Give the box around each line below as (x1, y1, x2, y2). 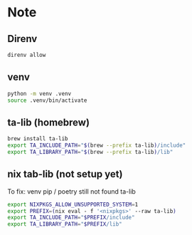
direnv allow (7, 51, 46, 58)
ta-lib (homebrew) (7, 116, 90, 128)
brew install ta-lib (7, 135, 69, 142)
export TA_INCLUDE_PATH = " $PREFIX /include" (7, 214, 135, 221)
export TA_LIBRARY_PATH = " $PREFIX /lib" (7, 221, 122, 228)
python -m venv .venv (7, 90, 72, 97)
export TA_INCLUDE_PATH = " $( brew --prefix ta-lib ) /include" (7, 142, 186, 150)
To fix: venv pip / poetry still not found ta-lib (7, 187, 137, 196)
